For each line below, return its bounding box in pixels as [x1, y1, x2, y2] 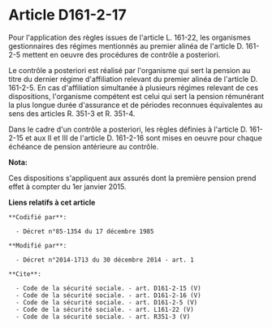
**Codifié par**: [8, 213, 67, 221]
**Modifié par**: [8, 241, 67, 249]
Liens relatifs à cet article [8, 197, 96, 207]
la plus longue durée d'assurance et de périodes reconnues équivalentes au [8, 100, 263, 110]
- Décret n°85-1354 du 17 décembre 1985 [15, 227, 154, 235]
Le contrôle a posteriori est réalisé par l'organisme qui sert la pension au [8, 65, 251, 75]
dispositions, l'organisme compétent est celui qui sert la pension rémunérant [8, 91, 265, 101]
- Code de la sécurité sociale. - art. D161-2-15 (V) [15, 284, 201, 292]
